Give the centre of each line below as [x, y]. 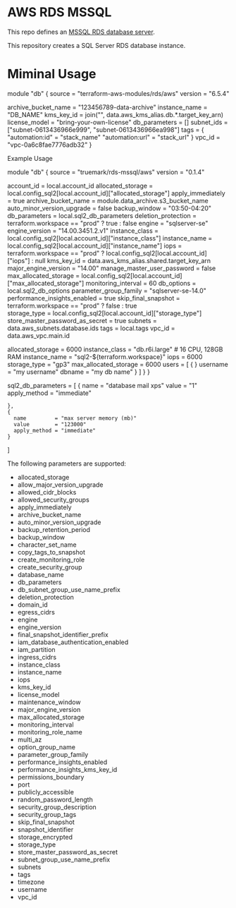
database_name [41, 574]
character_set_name [47, 545]
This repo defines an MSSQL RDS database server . [81, 32]
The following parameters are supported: [67, 464]
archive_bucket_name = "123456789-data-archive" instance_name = [107, 107]
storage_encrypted [45, 837]
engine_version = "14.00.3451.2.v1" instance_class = [83, 231]
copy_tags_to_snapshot [51, 552]
